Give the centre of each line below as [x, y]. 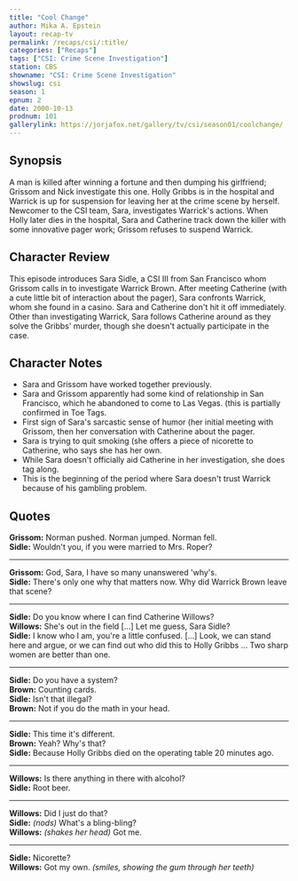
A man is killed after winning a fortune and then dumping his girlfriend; [138, 182]
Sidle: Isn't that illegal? [51, 699]
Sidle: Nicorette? [40, 858]
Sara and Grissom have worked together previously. [117, 385]
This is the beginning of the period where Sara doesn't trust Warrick [146, 479]
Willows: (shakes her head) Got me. [75, 832]
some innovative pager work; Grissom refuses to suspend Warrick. [131, 229]
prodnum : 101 [33, 116]
